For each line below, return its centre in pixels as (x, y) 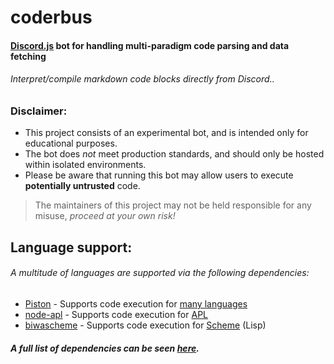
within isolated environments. (85, 165)
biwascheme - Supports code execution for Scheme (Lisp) (145, 325)
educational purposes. (71, 143)
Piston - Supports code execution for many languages (136, 303)
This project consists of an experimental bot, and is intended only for (166, 133)
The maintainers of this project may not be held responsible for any (173, 205)
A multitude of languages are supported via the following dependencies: (160, 273)
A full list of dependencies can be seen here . (105, 348)
